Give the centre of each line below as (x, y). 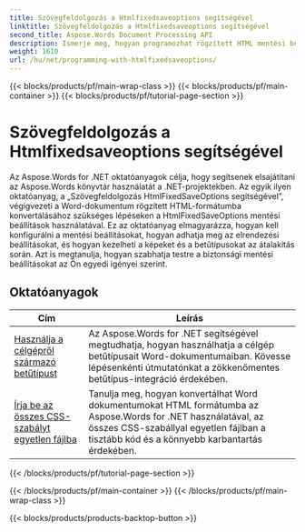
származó (35, 362)
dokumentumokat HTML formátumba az (174, 405)
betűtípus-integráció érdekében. (158, 378)
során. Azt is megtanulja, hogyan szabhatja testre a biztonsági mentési (142, 254)
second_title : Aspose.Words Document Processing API (111, 35)
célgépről (34, 350)
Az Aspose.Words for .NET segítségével (173, 333)
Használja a (39, 339)
